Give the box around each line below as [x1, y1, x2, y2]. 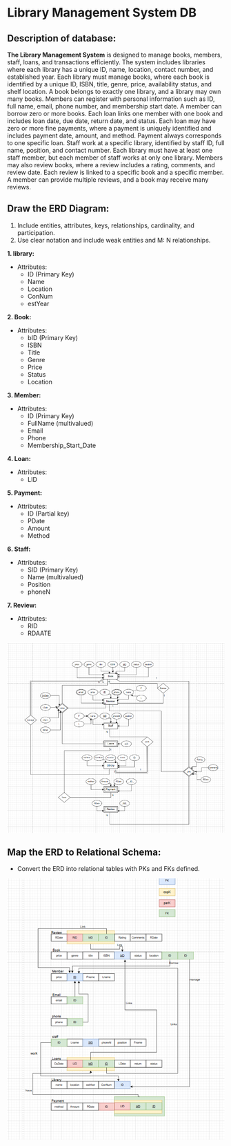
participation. [17, 228, 55, 236]
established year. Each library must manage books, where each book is [7, 73, 210, 81]
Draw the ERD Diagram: [7, 203, 110, 215]
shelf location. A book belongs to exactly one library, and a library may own [7, 88, 221, 95]
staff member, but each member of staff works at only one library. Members [7, 153, 223, 162]
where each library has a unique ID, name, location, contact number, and [7, 66, 214, 73]
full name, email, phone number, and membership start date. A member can [7, 102, 222, 110]
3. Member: [7, 391, 41, 399]
